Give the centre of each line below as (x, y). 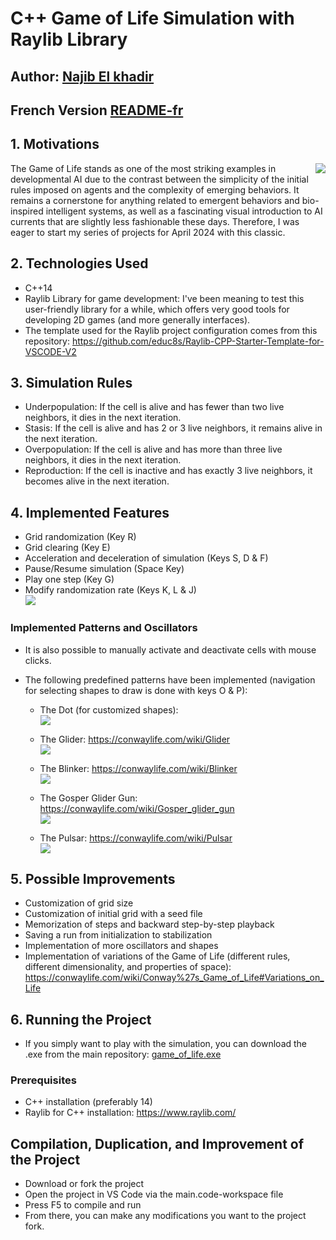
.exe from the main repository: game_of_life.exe (123, 1054)
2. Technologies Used (79, 263)
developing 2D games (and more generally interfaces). (137, 319)
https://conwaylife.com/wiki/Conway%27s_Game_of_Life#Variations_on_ (174, 978)
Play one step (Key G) (69, 579)
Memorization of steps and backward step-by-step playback (149, 924)
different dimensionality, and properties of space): (128, 967)
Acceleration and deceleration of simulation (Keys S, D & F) (146, 558)
